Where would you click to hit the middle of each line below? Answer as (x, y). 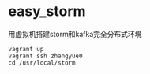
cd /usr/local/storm (42, 63)
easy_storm (47, 11)
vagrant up (26, 49)
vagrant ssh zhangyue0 (45, 56)
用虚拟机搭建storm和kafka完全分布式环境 (75, 34)
